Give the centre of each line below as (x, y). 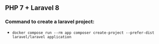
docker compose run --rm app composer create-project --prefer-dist (83, 33)
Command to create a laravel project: (50, 22)
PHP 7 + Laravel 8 (32, 8)
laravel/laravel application (42, 37)
